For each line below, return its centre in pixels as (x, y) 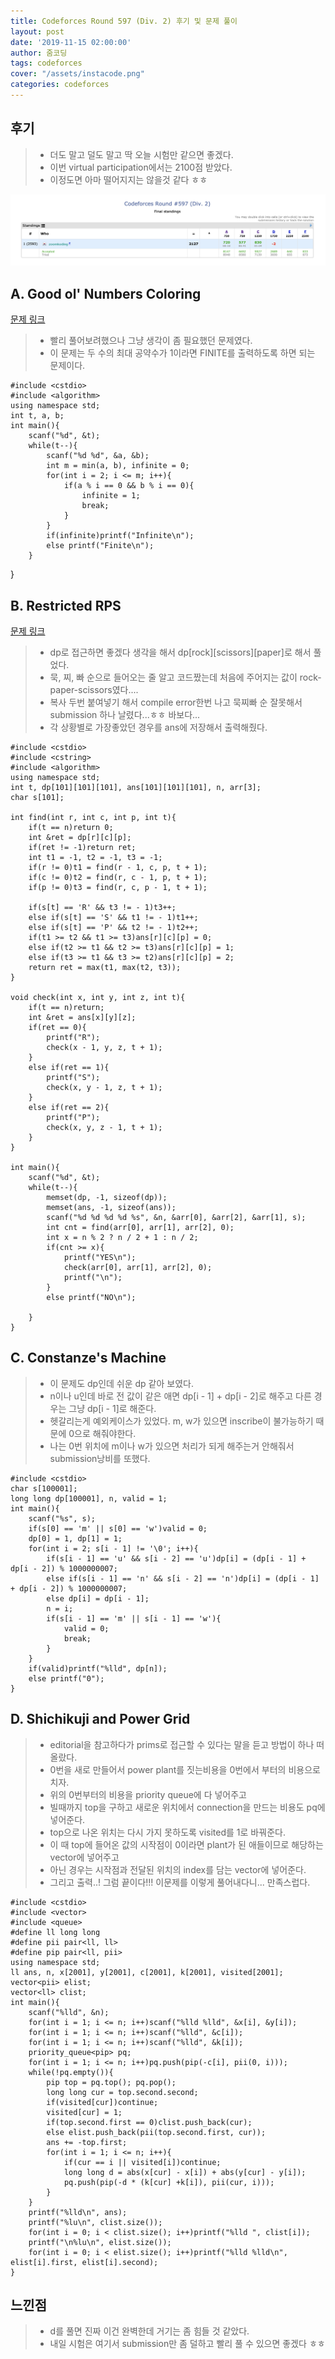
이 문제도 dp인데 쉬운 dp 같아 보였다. (121, 1383)
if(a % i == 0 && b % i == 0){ (129, 486)
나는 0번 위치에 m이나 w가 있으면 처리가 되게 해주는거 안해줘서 (172, 1446)
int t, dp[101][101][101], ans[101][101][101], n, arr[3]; (136, 787)
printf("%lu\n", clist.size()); (95, 2222)
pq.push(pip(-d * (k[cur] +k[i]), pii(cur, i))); (169, 2182)
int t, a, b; (37, 416)
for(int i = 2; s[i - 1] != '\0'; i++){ (113, 1548)
